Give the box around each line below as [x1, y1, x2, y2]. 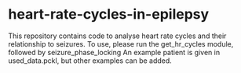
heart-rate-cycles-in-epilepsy [8, 5, 210, 23]
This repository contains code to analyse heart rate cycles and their [8, 31, 227, 40]
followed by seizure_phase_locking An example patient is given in [8, 47, 221, 57]
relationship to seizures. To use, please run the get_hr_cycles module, [8, 39, 234, 48]
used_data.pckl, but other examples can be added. [8, 56, 173, 65]
